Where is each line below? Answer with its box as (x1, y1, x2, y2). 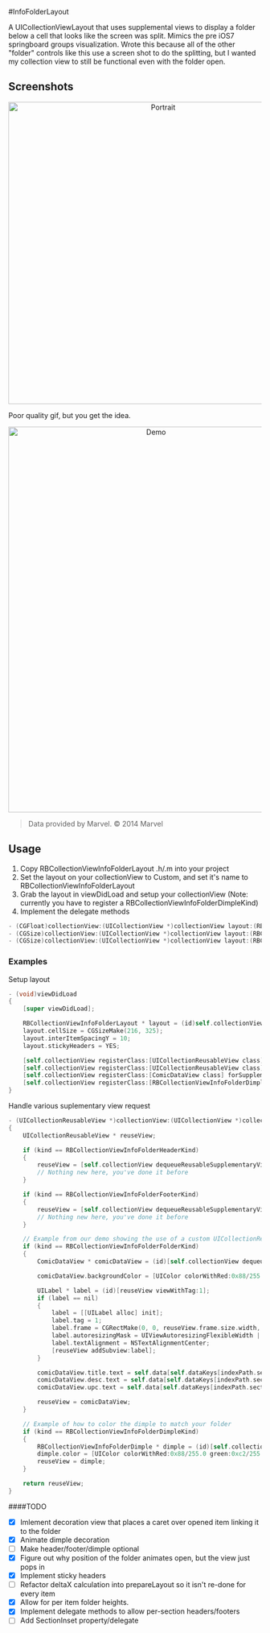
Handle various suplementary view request (8, 1101, 151, 1111)
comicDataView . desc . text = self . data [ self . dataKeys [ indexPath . (37, 1376, 253, 1384)
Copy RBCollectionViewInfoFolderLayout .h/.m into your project (19, 864, 229, 873)
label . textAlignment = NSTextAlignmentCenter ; (51, 1339, 211, 1347)
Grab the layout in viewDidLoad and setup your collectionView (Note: (19, 889, 249, 899)
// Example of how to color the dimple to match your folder (22, 1420, 231, 1428)
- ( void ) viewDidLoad (8, 990, 78, 998)
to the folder (19, 1526, 62, 1536)
